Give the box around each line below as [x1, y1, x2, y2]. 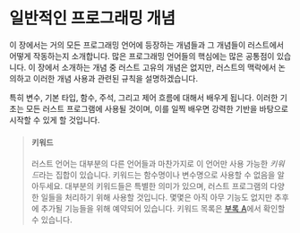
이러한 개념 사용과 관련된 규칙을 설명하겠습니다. [32, 73, 199, 83]
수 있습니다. [30, 214, 73, 225]
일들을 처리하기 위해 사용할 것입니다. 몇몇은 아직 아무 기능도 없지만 [40, 192, 273, 203]
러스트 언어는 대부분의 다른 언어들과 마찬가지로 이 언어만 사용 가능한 [30, 159, 269, 169]
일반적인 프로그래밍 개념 [9, 8, 176, 29]
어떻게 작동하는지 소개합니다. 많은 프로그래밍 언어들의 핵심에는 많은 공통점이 [9, 50, 275, 61]
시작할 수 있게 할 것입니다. [9, 114, 100, 125]
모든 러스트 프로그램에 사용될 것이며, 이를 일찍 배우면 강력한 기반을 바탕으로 [25, 103, 289, 114]
